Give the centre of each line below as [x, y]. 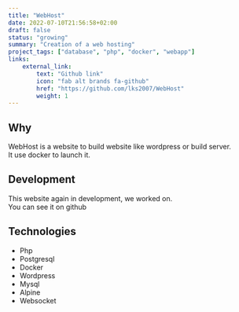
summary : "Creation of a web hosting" [72, 45]
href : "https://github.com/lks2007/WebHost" [110, 88]
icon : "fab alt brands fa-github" [93, 81]
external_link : [47, 67]
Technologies [42, 231]
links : [19, 60]
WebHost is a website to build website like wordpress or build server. [120, 147]
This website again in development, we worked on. [90, 198]
